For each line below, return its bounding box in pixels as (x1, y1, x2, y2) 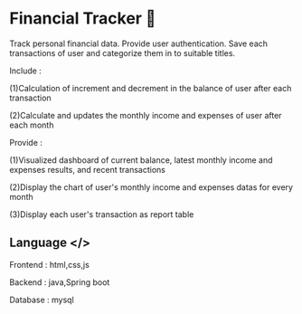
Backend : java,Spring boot (9, 276, 110, 288)
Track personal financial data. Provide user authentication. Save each (9, 38, 269, 49)
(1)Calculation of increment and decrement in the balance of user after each (9, 82, 292, 93)
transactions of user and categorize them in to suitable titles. (9, 47, 236, 58)
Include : (9, 65, 42, 76)
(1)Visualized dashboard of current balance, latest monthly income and (9, 154, 273, 166)
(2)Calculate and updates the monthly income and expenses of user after (9, 109, 282, 120)
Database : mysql (9, 294, 74, 305)
